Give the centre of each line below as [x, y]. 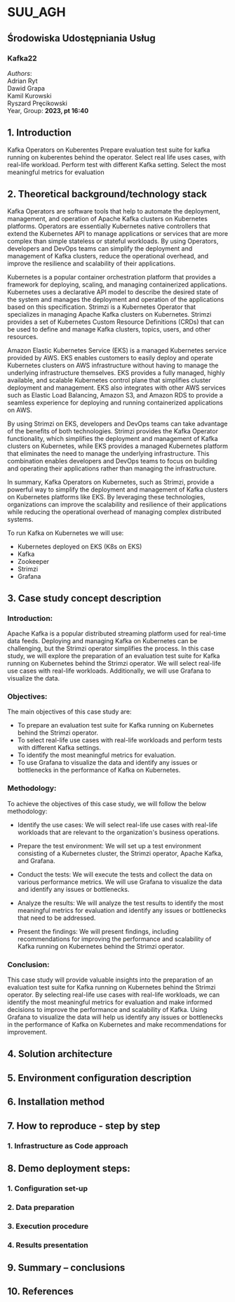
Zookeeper [33, 561]
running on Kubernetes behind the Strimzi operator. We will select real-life [114, 664]
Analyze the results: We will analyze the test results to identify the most [120, 902]
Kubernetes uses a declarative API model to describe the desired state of [113, 291]
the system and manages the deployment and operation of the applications [116, 299]
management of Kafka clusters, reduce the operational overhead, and [108, 256]
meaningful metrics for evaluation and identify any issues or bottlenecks [122, 910]
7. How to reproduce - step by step [84, 1125]
